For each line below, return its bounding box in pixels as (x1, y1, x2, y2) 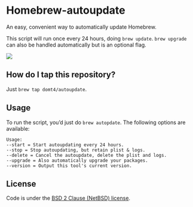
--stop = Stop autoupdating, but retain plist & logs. (6, 147, 146, 153)
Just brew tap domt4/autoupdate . (6, 85, 87, 92)
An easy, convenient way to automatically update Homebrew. (6, 23, 157, 30)
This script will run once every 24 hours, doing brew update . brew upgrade (6, 35, 187, 42)
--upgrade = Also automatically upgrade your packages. (6, 157, 148, 163)
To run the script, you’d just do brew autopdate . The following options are (6, 119, 186, 126)
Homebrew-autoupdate (6, 4, 125, 17)
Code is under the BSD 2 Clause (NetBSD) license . (6, 194, 130, 202)
